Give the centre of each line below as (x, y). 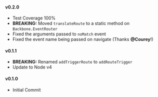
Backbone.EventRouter (35, 29)
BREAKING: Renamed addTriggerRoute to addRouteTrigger (72, 62)
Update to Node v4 (32, 67)
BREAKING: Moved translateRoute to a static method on (71, 23)
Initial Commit (26, 89)
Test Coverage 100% (34, 18)
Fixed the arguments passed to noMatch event (59, 34)
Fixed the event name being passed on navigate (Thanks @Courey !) (83, 39)
